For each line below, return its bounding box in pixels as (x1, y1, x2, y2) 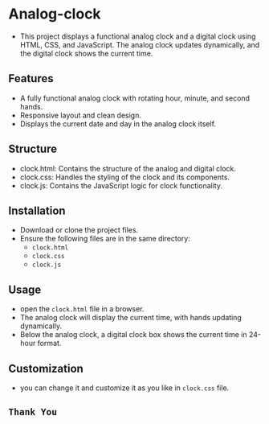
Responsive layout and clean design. (19, 110, 142, 120)
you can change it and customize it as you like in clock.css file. (19, 383, 230, 393)
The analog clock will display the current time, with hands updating (19, 313, 243, 323)
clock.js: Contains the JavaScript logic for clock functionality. (19, 180, 223, 190)
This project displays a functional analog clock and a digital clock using (19, 31, 256, 41)
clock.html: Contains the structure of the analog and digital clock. (19, 163, 237, 173)
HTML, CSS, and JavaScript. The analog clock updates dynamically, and (19, 39, 260, 49)
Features (8, 72, 54, 85)
